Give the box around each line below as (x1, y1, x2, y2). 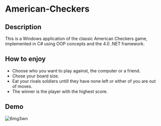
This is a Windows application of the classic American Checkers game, (5, 36, 148, 41)
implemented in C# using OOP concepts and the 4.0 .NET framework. (5, 41, 145, 47)
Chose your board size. (12, 73, 60, 79)
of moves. (12, 83, 33, 89)
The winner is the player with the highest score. (12, 89, 108, 94)
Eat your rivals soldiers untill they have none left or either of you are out (12, 78, 156, 84)
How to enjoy (5, 55, 46, 63)
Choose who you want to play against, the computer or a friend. (12, 68, 141, 73)
